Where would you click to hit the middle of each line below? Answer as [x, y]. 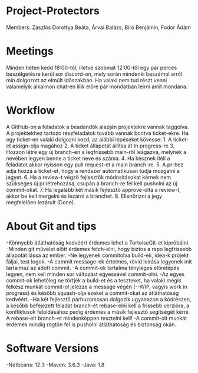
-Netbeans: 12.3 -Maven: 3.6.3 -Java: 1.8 [55, 365]
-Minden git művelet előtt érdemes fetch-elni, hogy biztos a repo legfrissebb [99, 249]
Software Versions [52, 348]
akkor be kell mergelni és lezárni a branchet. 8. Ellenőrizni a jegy [84, 196]
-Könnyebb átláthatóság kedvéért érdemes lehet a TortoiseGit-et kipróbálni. [98, 242]
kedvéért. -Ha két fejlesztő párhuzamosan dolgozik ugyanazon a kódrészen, [99, 299]
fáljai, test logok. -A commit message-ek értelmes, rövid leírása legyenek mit [99, 261]
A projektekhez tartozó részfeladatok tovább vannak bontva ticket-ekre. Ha [98, 133]
